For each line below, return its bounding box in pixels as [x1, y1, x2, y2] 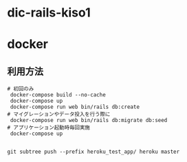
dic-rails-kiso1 [7, 5, 91, 21]
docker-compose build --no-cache [10, 92, 107, 99]
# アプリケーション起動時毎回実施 [7, 124, 91, 132]
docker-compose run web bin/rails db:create [10, 103, 140, 111]
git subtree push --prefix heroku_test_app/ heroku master [7, 148, 180, 156]
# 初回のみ [7, 85, 34, 92]
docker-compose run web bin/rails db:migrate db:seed [10, 117, 168, 124]
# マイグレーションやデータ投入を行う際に [7, 111, 111, 118]
